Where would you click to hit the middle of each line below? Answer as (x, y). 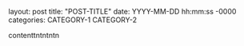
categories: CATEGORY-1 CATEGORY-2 (73, 20)
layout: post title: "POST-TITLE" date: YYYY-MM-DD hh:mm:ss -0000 (122, 11)
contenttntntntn (34, 35)
